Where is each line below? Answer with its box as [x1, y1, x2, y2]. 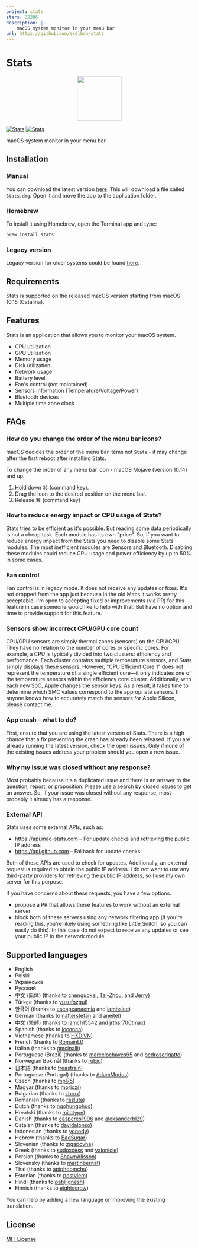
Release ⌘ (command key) [14, 496, 81, 503]
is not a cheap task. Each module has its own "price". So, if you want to [6, 531, 180, 538]
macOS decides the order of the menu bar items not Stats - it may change [6, 448, 187, 455]
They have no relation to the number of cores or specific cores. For [6, 644, 170, 652]
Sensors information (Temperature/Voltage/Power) [14, 387, 139, 394]
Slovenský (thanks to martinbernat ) [14, 1160, 100, 1167]
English [14, 966, 33, 973]
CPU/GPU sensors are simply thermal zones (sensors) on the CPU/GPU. [6, 638, 181, 645]
